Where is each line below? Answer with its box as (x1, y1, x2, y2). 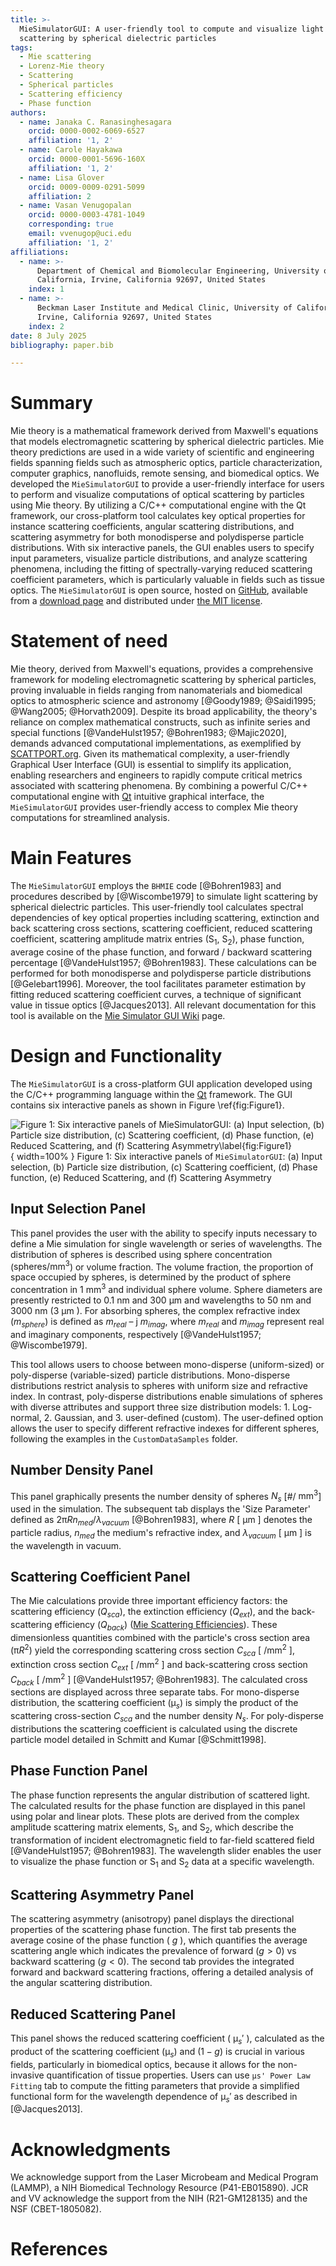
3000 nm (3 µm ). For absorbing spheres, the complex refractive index (10, 1304, 301, 1316)
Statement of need (10, 630, 168, 653)
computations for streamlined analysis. (10, 812, 171, 824)
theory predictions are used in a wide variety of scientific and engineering (10, 446, 315, 458)
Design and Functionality (10, 1045, 223, 1068)
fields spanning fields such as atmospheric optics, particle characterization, (10, 457, 323, 469)
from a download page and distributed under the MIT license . (10, 595, 263, 607)
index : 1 (28, 284, 65, 295)
